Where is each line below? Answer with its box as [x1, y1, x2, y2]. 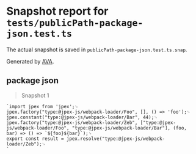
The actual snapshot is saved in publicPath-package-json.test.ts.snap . [6, 46, 187, 53]
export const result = [6, 136, 64, 142]
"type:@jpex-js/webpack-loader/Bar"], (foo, [71, 125, 187, 131]
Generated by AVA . [6, 57, 54, 65]
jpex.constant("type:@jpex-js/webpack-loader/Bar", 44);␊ [6, 114, 158, 120]
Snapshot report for [6, 4, 109, 18]
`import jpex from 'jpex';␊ [6, 103, 79, 109]
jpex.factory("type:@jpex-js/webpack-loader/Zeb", [6, 119, 138, 126]
